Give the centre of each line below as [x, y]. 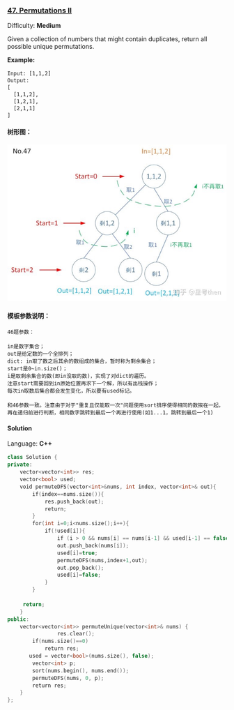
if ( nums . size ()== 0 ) [61, 641]
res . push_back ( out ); [74, 501]
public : [18, 619]
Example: [21, 60]
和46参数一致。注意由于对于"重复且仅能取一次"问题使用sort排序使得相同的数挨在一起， [116, 406]
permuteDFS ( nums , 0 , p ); [68, 678]
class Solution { [32, 458]
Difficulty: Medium [34, 26]
